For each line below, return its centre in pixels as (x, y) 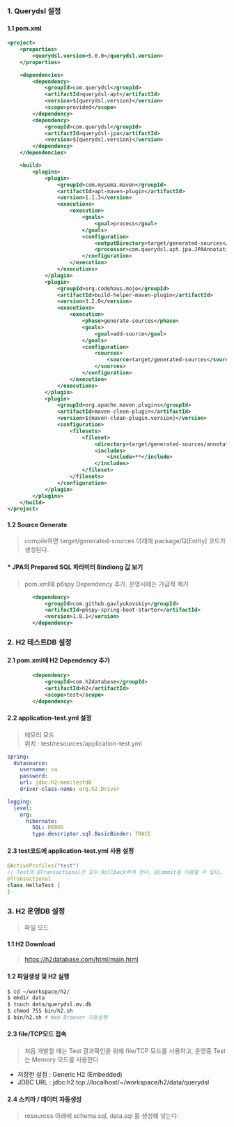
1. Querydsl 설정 (34, 10)
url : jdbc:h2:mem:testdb (56, 782)
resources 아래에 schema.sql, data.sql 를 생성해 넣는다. (101, 1116)
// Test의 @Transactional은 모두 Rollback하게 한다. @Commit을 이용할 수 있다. (115, 872)
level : (23, 808)
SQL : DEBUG (48, 828)
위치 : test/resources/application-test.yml (83, 743)
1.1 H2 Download (31, 944)
